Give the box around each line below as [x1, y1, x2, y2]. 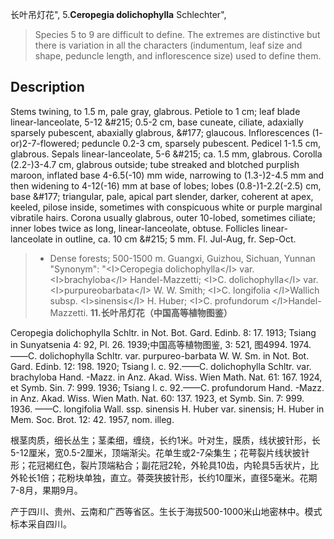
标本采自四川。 [10, 518, 72, 530]
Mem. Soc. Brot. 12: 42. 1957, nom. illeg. [10, 413, 175, 425]
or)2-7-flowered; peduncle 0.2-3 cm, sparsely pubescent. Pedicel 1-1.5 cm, [10, 137, 321, 149]
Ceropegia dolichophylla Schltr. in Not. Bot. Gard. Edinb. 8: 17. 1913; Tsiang [10, 326, 317, 338]
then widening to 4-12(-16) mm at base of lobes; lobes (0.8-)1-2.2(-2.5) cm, [10, 179, 322, 192]
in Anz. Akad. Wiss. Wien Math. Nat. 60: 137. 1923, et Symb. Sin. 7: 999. [10, 392, 305, 404]
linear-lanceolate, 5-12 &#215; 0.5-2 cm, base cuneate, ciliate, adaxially [10, 116, 304, 128]
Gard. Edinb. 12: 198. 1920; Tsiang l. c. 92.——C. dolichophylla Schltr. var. [10, 360, 312, 372]
